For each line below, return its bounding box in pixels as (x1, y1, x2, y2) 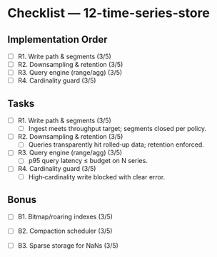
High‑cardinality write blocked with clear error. (28, 172, 166, 181)
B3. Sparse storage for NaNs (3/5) (17, 241, 119, 250)
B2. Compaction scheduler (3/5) (17, 226, 113, 236)
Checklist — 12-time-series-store (7, 5, 211, 21)
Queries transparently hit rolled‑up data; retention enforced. (28, 140, 205, 149)
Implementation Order (7, 33, 108, 46)
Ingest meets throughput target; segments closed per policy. (28, 125, 207, 133)
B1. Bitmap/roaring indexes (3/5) (17, 212, 113, 221)
